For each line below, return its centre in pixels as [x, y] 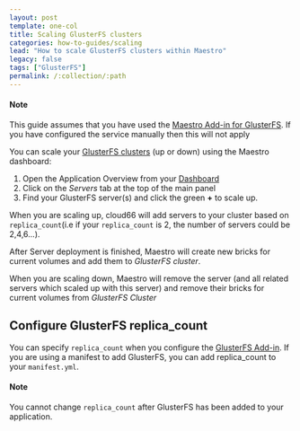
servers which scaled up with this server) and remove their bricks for [137, 287]
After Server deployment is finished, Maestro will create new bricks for [140, 251]
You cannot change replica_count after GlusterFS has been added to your [147, 407]
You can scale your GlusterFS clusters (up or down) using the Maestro [139, 151]
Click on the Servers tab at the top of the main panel [119, 188]
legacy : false [36, 59]
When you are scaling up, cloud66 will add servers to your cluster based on [149, 215]
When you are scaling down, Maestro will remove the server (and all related [149, 278]
